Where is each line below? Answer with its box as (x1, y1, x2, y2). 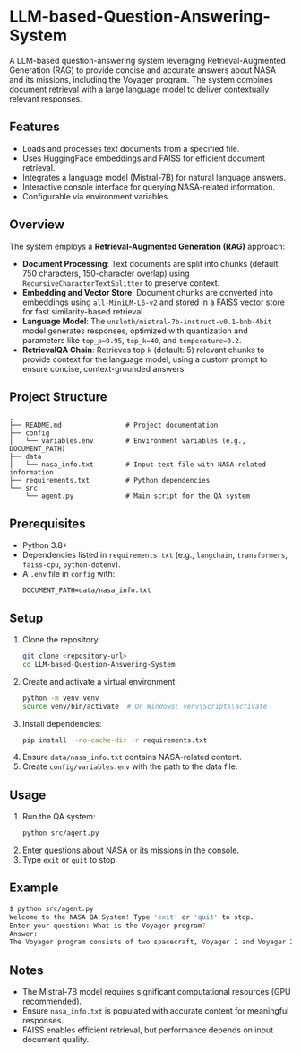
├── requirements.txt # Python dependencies (9, 476, 211, 485)
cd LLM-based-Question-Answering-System (21, 660, 176, 669)
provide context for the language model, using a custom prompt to (21, 353, 268, 365)
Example (9, 881, 59, 896)
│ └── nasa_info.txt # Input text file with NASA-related (9, 460, 267, 469)
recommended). (21, 996, 82, 1007)
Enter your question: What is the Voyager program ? (9, 921, 206, 930)
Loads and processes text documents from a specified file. (21, 143, 240, 154)
